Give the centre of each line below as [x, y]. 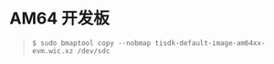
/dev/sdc [94, 50]
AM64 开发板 [59, 18]
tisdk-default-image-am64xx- [210, 43]
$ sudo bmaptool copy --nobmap [91, 43]
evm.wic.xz [53, 50]
